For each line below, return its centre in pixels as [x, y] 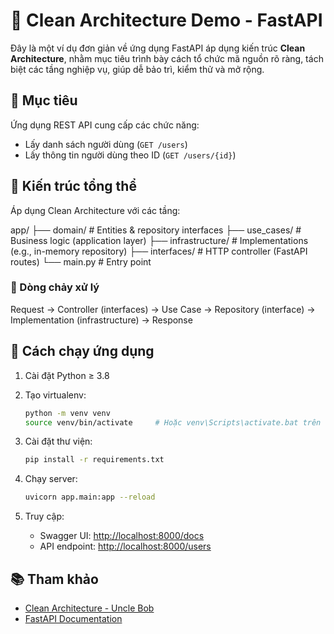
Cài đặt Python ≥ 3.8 [67, 375]
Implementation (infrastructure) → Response [101, 320]
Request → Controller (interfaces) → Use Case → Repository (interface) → [163, 309]
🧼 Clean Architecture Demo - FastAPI [166, 20]
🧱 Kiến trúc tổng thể [73, 186]
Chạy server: [51, 479]
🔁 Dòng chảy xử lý [55, 287]
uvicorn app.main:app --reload [90, 497]
